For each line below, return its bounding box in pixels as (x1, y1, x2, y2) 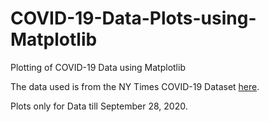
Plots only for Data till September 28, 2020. (10, 100, 188, 112)
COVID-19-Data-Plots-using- (10, 7, 257, 30)
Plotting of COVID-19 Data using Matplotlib (10, 61, 186, 73)
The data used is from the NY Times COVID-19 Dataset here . (10, 80, 260, 92)
